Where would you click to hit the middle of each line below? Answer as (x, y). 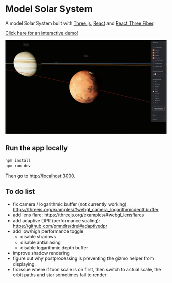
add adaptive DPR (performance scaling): (56, 220)
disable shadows (38, 236)
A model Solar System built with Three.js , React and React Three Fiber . (80, 23)
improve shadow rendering (41, 253)
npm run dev (18, 166)
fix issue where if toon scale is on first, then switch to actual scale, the (87, 269)
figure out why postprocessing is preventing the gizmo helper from (83, 258)
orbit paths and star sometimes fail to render (60, 275)
